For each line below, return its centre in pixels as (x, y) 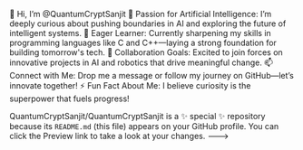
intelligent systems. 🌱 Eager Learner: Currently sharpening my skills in (141, 33)
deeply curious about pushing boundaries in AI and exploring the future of (148, 23)
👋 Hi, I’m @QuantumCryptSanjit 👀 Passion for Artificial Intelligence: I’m (141, 14)
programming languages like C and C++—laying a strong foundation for (143, 42)
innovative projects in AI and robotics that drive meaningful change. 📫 (142, 62)
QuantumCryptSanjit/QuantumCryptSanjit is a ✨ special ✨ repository (137, 116)
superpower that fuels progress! (69, 98)
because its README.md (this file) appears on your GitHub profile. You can (144, 126)
